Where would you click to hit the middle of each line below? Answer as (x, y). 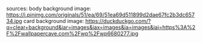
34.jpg (14, 21)
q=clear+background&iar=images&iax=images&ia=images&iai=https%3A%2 (101, 27)
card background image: (54, 21)
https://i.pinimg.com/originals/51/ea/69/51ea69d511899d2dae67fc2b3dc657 (101, 15)
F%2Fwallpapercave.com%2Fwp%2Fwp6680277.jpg (72, 34)
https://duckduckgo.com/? (118, 21)
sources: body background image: (49, 9)
